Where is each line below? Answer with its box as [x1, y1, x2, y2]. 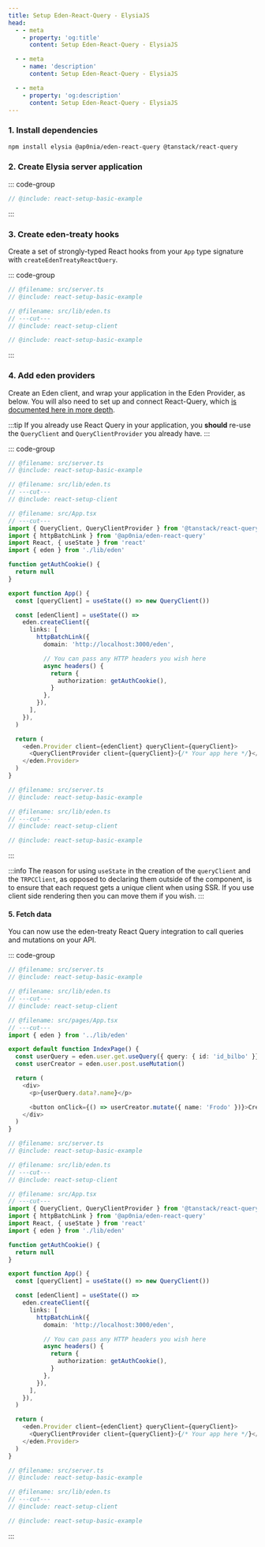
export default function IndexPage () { [8, 1046, 140, 1053]
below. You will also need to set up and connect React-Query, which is [8, 396, 237, 406]
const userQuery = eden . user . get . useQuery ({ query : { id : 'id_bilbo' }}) [15, 1053, 263, 1061]
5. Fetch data [8, 909, 52, 918]
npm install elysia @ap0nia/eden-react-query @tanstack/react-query [8, 143, 238, 151]
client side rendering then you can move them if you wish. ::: [8, 892, 205, 901]
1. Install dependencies [8, 125, 99, 136]
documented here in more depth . [8, 404, 116, 415]
